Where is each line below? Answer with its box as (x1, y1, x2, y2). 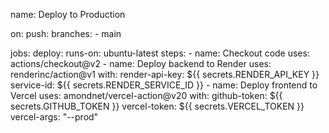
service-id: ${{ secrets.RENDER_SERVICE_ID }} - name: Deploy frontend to (10, 79, 318, 91)
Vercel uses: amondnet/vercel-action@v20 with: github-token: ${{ (10, 90, 283, 101)
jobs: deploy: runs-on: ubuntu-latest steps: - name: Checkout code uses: (10, 47, 310, 59)
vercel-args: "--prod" (10, 111, 99, 123)
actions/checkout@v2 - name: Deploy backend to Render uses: (10, 58, 272, 69)
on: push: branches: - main (10, 28, 122, 39)
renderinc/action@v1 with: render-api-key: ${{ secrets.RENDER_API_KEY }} (10, 69, 320, 80)
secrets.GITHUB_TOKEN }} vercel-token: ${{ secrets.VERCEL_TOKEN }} (10, 100, 305, 112)
